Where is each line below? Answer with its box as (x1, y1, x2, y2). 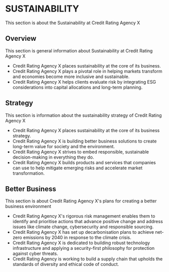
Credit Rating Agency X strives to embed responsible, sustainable (12, 149, 149, 155)
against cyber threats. (12, 250, 59, 257)
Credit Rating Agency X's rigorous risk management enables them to (12, 213, 155, 219)
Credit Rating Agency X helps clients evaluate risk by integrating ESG (12, 79, 156, 85)
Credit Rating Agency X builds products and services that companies (12, 159, 156, 165)
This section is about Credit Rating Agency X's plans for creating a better (5, 198, 157, 204)
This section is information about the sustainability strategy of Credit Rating (5, 112, 162, 118)
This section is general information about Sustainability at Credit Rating (5, 47, 153, 53)
